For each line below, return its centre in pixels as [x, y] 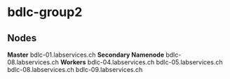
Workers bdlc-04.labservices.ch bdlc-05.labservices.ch [142, 62]
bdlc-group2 [45, 12]
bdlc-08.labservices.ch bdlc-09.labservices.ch [75, 70]
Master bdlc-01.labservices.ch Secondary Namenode [86, 55]
